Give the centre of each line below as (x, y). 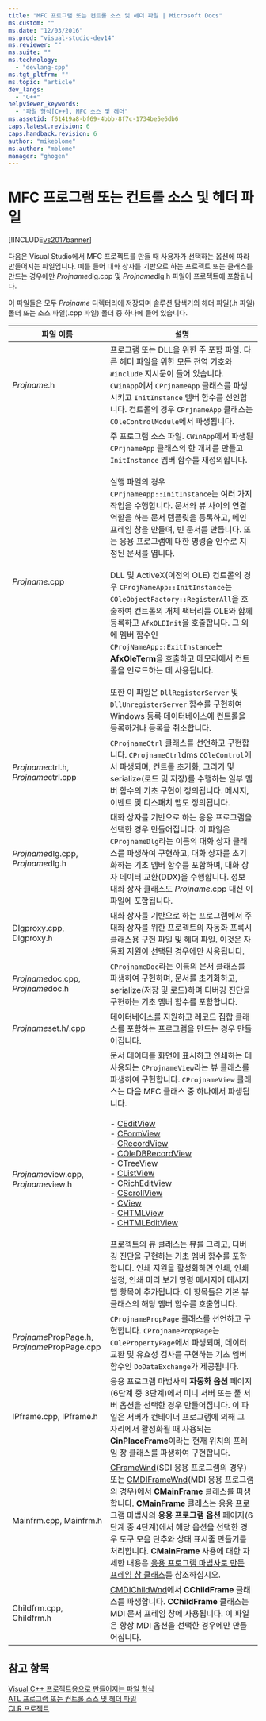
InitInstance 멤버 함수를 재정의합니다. (179, 460)
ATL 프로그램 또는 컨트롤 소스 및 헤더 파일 (72, 1699)
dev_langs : (26, 89)
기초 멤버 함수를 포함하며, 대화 (187, 865)
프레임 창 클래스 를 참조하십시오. (165, 1575)
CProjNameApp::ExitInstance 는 (166, 646)
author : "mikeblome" (42, 141)
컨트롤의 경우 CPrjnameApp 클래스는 (191, 410)
